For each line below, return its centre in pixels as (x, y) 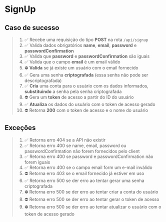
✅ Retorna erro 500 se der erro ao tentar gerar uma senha (84, 180)
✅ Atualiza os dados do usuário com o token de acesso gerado (90, 104)
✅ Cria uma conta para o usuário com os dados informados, (86, 86)
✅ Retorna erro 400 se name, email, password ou (75, 145)
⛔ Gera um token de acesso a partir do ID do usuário (79, 97)
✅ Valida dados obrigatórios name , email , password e (80, 45)
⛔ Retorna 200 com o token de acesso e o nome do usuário (86, 110)
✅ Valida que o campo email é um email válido (72, 62)
